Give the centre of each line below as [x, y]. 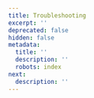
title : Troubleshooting [47, 15]
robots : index [38, 67]
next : [17, 74]
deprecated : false [38, 30]
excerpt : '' [28, 23]
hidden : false [32, 38]
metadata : [24, 45]
